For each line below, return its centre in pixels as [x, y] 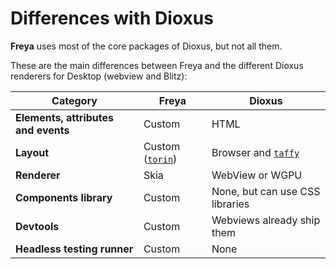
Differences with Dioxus [112, 18]
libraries [230, 204]
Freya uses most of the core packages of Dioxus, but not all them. [146, 46]
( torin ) [160, 159]
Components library [64, 197]
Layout [32, 152]
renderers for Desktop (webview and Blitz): [99, 76]
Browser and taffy [255, 152]
